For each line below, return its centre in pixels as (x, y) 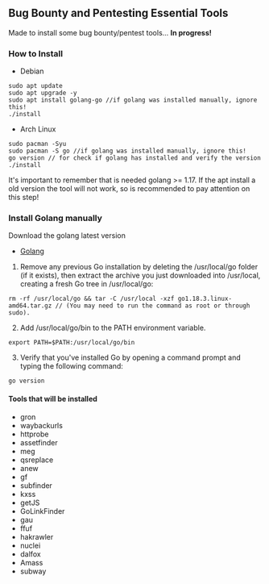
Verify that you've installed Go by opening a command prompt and (130, 357)
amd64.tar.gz (30, 306)
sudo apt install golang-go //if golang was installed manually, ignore (133, 100)
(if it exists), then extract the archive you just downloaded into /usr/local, (140, 275)
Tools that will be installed (53, 399)
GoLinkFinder (42, 511)
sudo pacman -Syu (37, 144)
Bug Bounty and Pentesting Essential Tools (118, 13)
